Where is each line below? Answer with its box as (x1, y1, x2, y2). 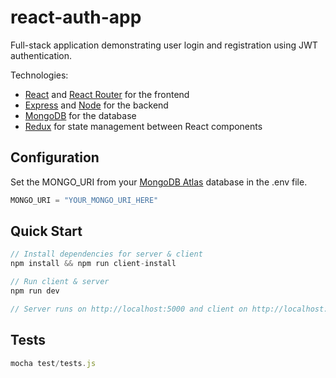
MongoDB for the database (24, 109, 137, 121)
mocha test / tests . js (10, 358, 97, 368)
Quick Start (10, 223, 83, 240)
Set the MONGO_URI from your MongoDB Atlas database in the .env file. (10, 176, 308, 188)
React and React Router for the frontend (24, 88, 190, 100)
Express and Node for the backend (24, 99, 169, 111)
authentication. (10, 49, 73, 61)
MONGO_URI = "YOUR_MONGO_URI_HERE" (10, 195, 159, 205)
